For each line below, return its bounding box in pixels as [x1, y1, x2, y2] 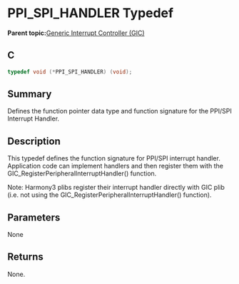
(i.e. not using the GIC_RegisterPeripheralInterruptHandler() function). [7, 191, 212, 199]
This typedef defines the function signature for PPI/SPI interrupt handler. [7, 154, 221, 163]
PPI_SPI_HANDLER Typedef [7, 5, 173, 21]
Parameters [7, 211, 61, 223]
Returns [7, 251, 44, 263]
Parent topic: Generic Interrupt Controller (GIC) [7, 29, 145, 37]
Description [7, 135, 61, 147]
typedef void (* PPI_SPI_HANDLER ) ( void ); [7, 68, 133, 76]
